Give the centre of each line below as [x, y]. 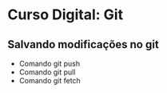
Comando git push [50, 63]
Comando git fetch [50, 81]
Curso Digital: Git [66, 15]
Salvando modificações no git [83, 44]
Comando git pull [47, 72]
